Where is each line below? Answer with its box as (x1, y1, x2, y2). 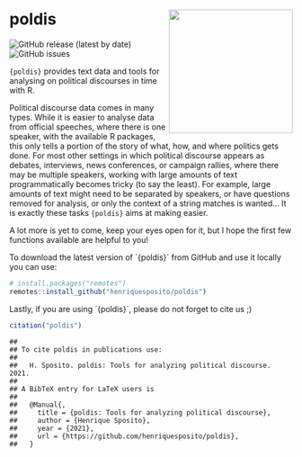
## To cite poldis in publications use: (9, 345, 164, 354)
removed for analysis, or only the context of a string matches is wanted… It (9, 198, 287, 209)
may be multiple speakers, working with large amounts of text (9, 169, 238, 180)
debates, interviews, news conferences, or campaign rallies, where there (9, 159, 280, 170)
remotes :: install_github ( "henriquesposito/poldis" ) (9, 287, 207, 296)
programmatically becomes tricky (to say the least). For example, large (9, 178, 271, 189)
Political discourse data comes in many (9, 102, 155, 112)
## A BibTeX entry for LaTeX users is (9, 384, 155, 393)
